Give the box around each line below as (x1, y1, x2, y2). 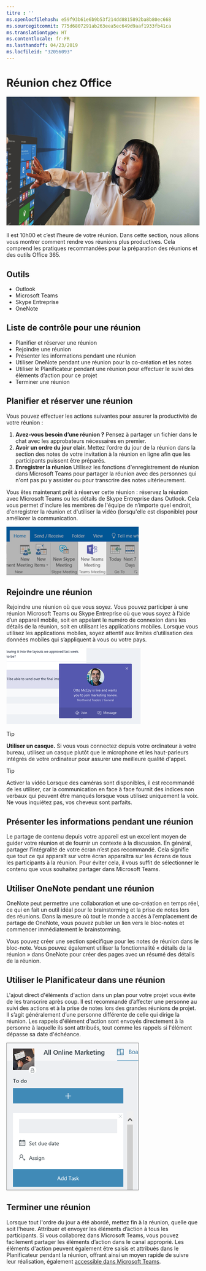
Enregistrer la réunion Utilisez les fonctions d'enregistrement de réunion (15, 463, 199, 471)
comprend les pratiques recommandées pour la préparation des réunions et (6, 244, 198, 252)
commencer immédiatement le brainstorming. (6, 925, 121, 933)
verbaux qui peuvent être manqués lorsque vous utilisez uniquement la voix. (6, 792, 199, 800)
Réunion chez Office (6, 76, 112, 90)
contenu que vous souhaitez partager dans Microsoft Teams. (6, 866, 161, 873)
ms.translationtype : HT (6, 29, 67, 36)
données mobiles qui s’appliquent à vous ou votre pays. (6, 636, 147, 643)
